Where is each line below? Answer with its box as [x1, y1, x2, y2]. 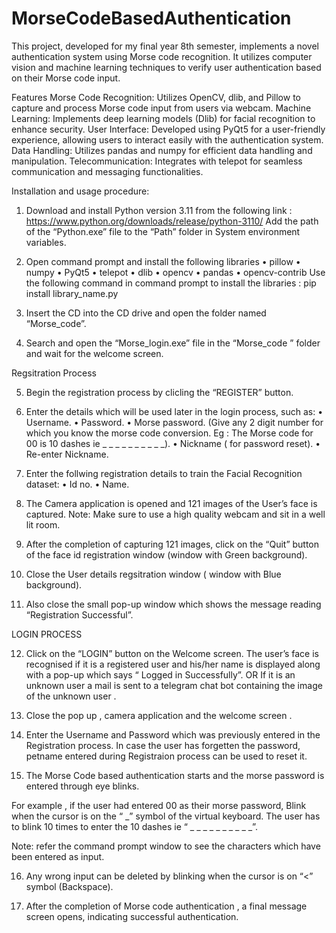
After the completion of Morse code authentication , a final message [25, 900, 308, 912]
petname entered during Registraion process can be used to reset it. [25, 750, 308, 762]
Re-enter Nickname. [25, 448, 109, 460]
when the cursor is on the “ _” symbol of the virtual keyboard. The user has [11, 810, 321, 822]
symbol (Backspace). [25, 880, 114, 892]
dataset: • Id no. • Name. [25, 478, 130, 490]
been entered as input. [11, 850, 105, 862]
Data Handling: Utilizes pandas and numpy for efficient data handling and [11, 144, 313, 156]
